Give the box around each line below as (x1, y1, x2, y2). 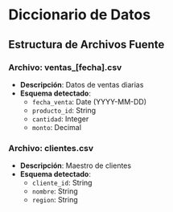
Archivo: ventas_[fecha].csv (8, 62, 122, 73)
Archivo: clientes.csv (8, 142, 94, 153)
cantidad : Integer (31, 114, 89, 124)
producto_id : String (31, 105, 97, 115)
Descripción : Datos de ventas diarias (19, 79, 144, 89)
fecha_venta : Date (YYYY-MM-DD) (31, 96, 147, 106)
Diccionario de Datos (8, 6, 151, 24)
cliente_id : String (31, 178, 93, 188)
